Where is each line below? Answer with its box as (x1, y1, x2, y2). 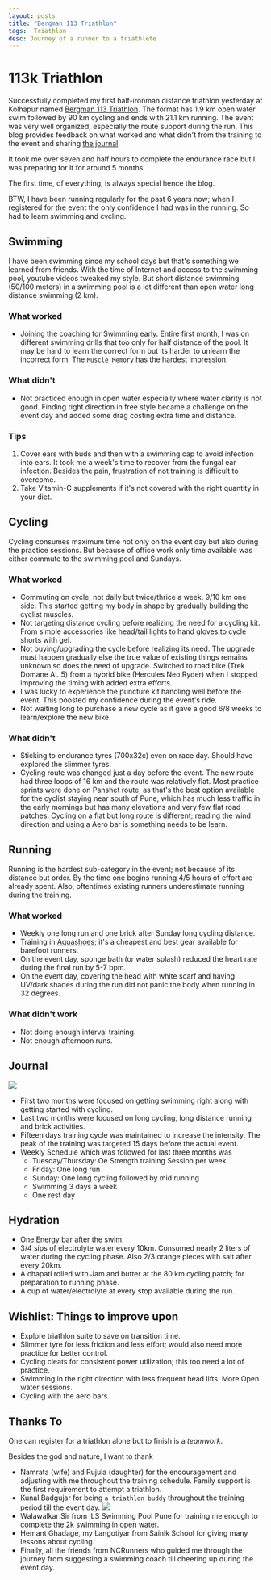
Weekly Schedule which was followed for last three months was (19, 1147, 232, 1157)
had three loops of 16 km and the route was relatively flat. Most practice (19, 777, 260, 786)
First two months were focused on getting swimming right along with (19, 1096, 249, 1105)
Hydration (8, 1213, 60, 1227)
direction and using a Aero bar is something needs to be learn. (19, 819, 228, 829)
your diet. (19, 492, 52, 501)
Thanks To (8, 1414, 63, 1428)
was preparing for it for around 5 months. (8, 163, 146, 173)
